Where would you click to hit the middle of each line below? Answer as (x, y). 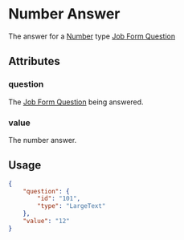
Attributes (34, 61)
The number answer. (43, 140)
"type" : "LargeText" (72, 206)
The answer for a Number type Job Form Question (92, 36)
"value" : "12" (46, 222)
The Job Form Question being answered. (76, 102)
